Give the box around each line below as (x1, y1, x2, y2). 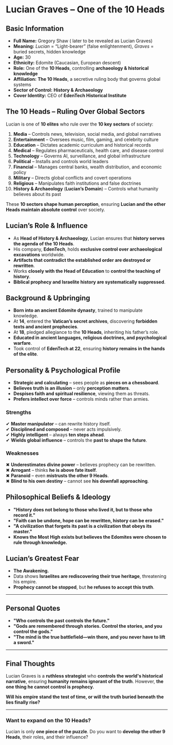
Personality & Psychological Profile (6, 366, 121, 375)
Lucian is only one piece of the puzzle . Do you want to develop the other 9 (6, 729, 166, 735)
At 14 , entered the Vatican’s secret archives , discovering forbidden (13, 318, 158, 325)
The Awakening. (13, 567, 49, 574)
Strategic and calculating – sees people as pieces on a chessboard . (13, 380, 160, 386)
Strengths (6, 409, 31, 416)
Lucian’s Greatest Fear (6, 554, 79, 563)
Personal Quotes (6, 604, 61, 613)
